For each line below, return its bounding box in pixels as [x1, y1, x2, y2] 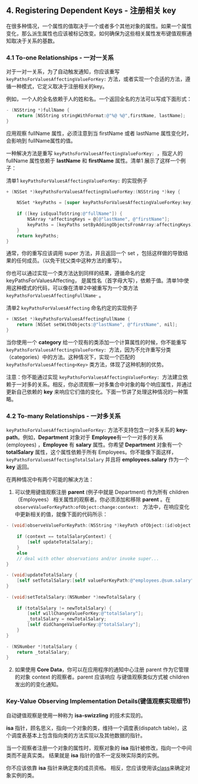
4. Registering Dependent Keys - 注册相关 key [6, 5, 177, 16]
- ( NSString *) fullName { [6, 107, 70, 114]
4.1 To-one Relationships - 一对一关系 [6, 53, 114, 62]
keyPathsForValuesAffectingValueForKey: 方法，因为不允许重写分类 [6, 346, 171, 353]
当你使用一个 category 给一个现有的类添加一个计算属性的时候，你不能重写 [6, 339, 187, 346]
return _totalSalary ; [16, 649, 70, 655]
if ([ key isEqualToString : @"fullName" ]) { [16, 211, 123, 217]
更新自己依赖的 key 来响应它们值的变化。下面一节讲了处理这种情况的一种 [6, 388, 184, 395]
